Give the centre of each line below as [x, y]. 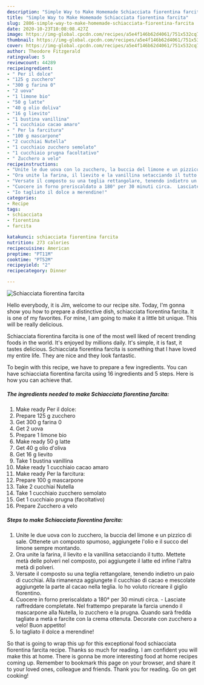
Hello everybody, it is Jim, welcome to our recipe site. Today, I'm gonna [96, 305]
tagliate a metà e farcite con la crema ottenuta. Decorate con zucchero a [106, 618]
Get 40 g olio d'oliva [41, 448]
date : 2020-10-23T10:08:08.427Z [48, 29]
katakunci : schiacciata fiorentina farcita [63, 237]
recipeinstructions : [33, 164]
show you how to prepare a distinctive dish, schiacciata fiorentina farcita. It [100, 312]
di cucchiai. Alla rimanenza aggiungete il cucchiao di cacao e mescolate [105, 580]
